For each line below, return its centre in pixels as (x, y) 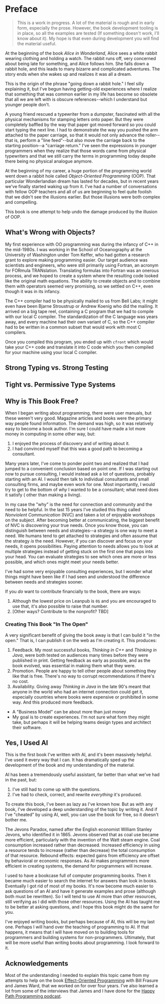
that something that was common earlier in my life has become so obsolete (81, 94)
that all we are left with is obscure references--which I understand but (76, 99)
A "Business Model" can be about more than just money (69, 712)
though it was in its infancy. (33, 291)
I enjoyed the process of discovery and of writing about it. (71, 444)
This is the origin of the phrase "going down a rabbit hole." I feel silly (75, 83)
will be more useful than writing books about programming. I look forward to (82, 943)
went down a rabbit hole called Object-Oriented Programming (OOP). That (81, 176)
